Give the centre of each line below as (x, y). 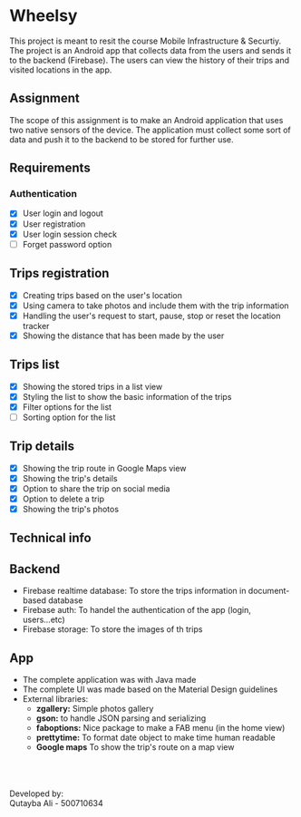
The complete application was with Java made (109, 679)
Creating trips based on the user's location (102, 295)
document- (269, 591)
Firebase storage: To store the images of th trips (112, 629)
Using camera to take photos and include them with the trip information (155, 306)
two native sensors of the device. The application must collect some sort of (150, 130)
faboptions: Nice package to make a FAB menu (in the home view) (160, 727)
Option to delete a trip (63, 499)
